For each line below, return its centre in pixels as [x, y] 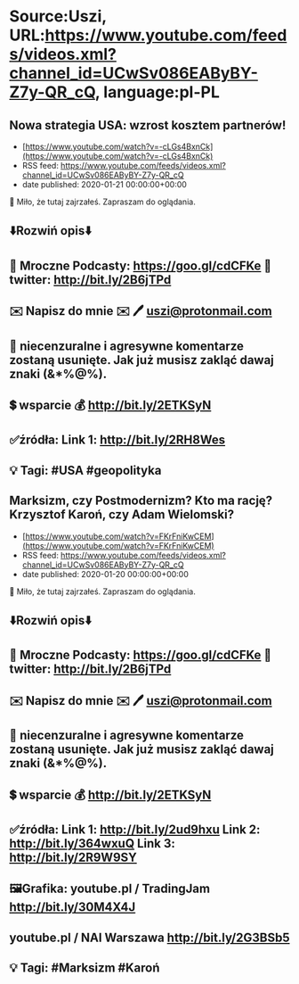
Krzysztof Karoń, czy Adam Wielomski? [121, 515]
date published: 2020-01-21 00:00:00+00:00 [104, 184]
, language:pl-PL [158, 92]
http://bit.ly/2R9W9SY [73, 857]
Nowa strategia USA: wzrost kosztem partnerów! [148, 125]
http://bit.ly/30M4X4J [73, 907]
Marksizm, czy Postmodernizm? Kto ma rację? [141, 501]
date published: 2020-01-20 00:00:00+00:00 [105, 574]
